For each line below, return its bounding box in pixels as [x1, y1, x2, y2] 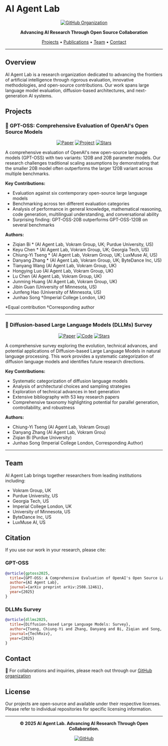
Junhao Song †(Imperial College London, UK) [12, 295, 106, 301]
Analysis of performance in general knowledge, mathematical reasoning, [12, 206, 162, 212]
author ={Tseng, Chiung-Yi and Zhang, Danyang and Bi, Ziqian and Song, [9, 626, 162, 631]
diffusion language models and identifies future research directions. [5, 358, 145, 364]
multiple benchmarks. [5, 171, 50, 177]
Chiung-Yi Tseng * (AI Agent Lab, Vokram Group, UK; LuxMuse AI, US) [12, 252, 158, 258]
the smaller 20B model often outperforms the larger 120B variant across [5, 166, 153, 172]
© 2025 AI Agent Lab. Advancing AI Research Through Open [19, 720, 148, 726]
